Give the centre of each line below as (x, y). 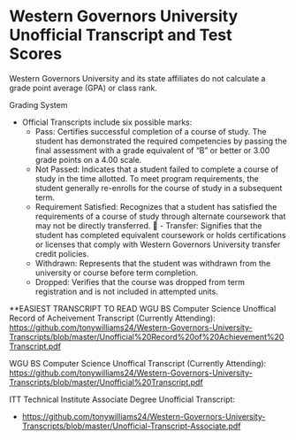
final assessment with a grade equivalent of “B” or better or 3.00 (152, 150)
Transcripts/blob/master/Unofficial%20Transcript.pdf (106, 382)
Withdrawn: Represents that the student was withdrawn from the (153, 263)
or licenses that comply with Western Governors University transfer (158, 244)
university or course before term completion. (117, 273)
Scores (36, 54)
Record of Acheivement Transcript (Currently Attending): (113, 318)
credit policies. (62, 253)
